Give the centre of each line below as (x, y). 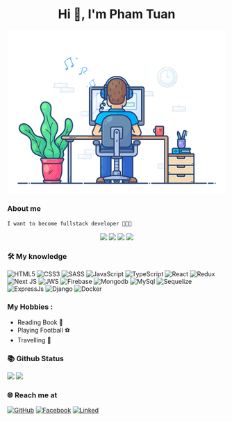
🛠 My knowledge (37, 257)
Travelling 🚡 (34, 340)
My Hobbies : (30, 307)
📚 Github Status (35, 358)
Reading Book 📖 (40, 322)
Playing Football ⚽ (44, 330)
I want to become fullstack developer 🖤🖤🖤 (69, 224)
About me (24, 208)
